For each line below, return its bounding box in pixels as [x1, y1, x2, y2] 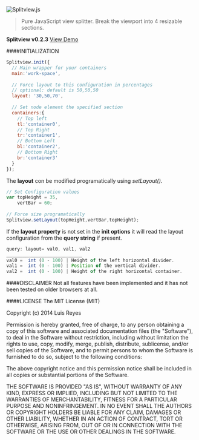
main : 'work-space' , [11, 70, 61, 76]
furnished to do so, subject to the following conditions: [6, 353, 142, 361]
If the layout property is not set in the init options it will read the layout [6, 228, 183, 235]
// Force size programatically [6, 211, 85, 217]
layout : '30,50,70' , [11, 93, 64, 99]
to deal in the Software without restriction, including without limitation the [6, 334, 189, 341]
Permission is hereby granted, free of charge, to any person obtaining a [6, 321, 184, 329]
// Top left [17, 115, 47, 122]
